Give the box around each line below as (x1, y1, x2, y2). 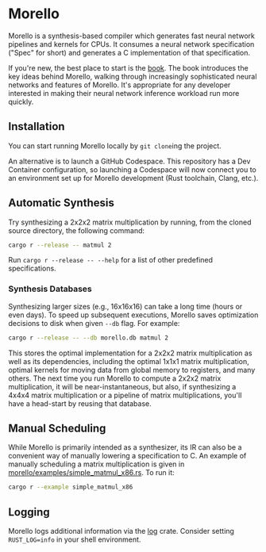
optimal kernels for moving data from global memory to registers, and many (8, 365, 256, 374)
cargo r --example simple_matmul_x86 (8, 483, 133, 492)
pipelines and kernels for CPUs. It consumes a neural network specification (8, 39, 255, 48)
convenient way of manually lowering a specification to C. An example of (8, 451, 247, 461)
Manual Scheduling (8, 422, 106, 435)
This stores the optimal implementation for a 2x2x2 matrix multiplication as (8, 348, 253, 358)
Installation (8, 120, 65, 133)
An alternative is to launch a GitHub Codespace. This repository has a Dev (8, 156, 251, 166)
